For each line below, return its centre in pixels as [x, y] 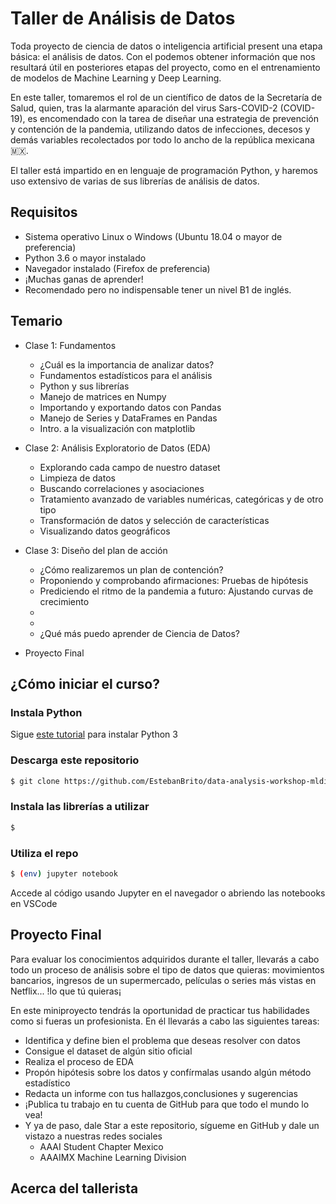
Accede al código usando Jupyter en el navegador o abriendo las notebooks [168, 893]
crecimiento [64, 601]
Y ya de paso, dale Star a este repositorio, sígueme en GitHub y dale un [172, 1125]
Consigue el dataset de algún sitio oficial [108, 1051]
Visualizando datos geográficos [105, 531]
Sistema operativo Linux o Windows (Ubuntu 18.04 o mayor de [153, 236]
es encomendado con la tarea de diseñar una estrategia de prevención [173, 118]
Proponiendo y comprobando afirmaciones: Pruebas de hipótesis [174, 580]
